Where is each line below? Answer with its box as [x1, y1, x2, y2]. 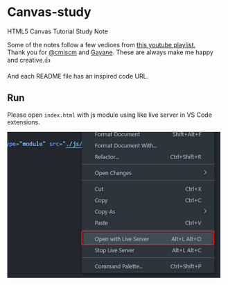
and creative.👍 [7, 56, 51, 64]
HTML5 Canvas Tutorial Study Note [7, 27, 109, 35]
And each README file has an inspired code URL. [7, 72, 149, 80]
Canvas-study [7, 4, 91, 20]
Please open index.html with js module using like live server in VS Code [7, 111, 213, 119]
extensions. [7, 117, 40, 126]
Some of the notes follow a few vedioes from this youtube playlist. [7, 40, 196, 49]
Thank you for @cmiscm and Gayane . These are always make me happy [7, 48, 213, 56]
